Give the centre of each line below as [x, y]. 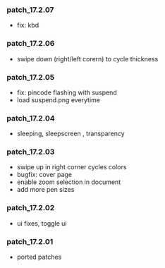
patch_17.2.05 [31, 77]
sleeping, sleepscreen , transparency [71, 134]
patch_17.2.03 [31, 152]
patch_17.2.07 [30, 10]
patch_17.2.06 [31, 44]
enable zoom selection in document [69, 182]
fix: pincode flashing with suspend [67, 92]
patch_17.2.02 [31, 208]
